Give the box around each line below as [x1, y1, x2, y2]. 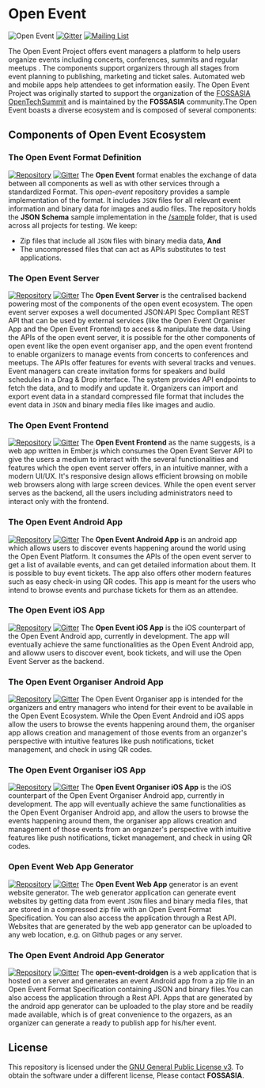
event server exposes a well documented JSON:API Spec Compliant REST [8, 307, 250, 317]
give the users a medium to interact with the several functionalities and [8, 455, 239, 464]
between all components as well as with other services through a [8, 178, 220, 188]
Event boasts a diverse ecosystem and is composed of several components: [8, 105, 257, 115]
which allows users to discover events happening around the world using [8, 543, 247, 552]
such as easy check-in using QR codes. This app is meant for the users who [8, 576, 256, 586]
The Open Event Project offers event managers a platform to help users [8, 46, 241, 55]
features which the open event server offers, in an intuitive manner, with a [8, 463, 248, 472]
